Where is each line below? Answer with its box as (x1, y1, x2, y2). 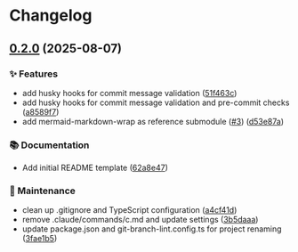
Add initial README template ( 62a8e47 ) (21, 162, 169, 174)
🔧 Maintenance (9, 184, 76, 197)
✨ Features (9, 68, 59, 80)
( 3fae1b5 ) (21, 233, 58, 244)
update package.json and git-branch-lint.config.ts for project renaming (21, 224, 282, 234)
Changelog (9, 5, 93, 26)
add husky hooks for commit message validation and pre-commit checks (21, 97, 290, 108)
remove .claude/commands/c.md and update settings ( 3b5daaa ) (21, 215, 259, 225)
